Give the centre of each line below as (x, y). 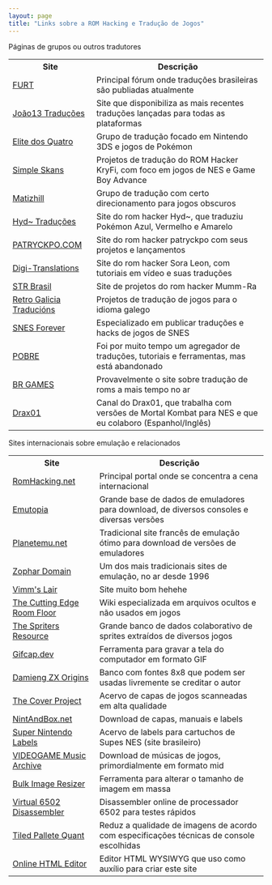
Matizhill (28, 198)
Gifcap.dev (33, 654)
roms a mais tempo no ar (143, 389)
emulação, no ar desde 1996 (154, 576)
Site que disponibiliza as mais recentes (170, 103)
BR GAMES (34, 384)
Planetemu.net (40, 542)
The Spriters (36, 626)
